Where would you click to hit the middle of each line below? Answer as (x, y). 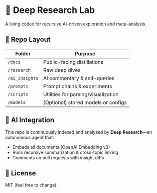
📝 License (21, 173)
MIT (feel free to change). (32, 185)
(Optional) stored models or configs (85, 102)
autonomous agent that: (30, 137)
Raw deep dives (62, 70)
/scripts (18, 94)
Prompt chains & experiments (78, 86)
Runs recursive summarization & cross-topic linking (65, 152)
